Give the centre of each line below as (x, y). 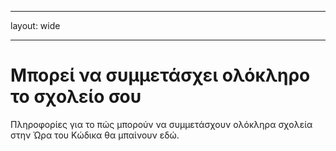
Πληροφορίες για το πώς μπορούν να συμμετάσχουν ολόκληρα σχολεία (161, 124)
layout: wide (35, 25)
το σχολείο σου (76, 97)
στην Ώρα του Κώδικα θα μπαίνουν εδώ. (95, 135)
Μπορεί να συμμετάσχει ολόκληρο (160, 75)
